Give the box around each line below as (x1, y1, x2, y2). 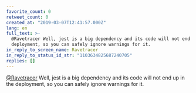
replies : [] (6, 58, 35, 64)
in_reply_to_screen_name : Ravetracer (6, 47, 99, 53)
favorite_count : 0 (6, 8, 51, 15)
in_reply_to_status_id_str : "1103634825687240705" (6, 52, 133, 58)
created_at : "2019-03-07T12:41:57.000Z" (6, 19, 107, 25)
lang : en (6, 25, 28, 31)
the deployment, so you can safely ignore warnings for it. (6, 80, 144, 87)
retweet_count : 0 (6, 14, 49, 20)
